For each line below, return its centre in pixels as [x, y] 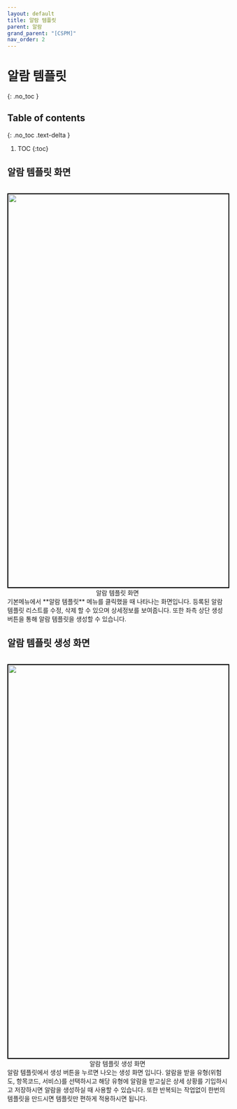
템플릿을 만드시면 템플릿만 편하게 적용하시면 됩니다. [77, 1099]
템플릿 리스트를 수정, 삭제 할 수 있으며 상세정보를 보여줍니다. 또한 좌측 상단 [109, 610]
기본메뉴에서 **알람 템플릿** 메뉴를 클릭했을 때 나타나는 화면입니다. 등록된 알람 [115, 601]
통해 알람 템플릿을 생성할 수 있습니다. [76, 618]
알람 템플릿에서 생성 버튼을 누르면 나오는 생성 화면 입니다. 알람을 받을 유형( [109, 1072]
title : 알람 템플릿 [32, 20]
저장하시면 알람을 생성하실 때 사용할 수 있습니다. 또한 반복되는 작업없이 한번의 [120, 1089]
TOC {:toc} [33, 148]
